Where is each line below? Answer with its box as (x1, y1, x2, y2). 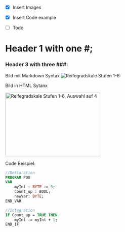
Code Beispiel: (5, 160, 35, 166)
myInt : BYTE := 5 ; (14, 184, 56, 190)
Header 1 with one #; (5, 43, 93, 54)
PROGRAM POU (5, 175, 30, 180)
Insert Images (12, 5, 41, 10)
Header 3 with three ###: (5, 61, 68, 68)
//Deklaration (5, 170, 35, 175)
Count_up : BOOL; (14, 189, 51, 194)
